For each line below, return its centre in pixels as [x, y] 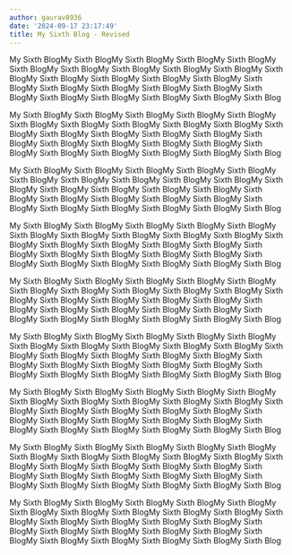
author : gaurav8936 [46, 17]
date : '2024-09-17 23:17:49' [64, 26]
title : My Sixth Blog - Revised [69, 34]
